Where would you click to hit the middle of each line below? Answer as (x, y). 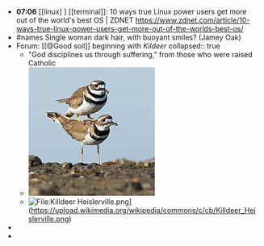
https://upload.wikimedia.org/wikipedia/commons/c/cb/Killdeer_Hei (143, 210)
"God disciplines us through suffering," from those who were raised (140, 54)
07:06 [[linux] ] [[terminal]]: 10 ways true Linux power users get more (132, 12)
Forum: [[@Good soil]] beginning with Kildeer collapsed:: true (118, 46)
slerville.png (48, 219)
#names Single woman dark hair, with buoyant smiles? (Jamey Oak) (129, 37)
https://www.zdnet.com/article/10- (193, 20)
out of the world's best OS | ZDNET (75, 20)
